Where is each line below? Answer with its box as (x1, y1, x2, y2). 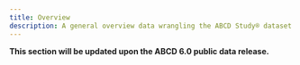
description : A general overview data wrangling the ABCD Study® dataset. (9, 21, 296, 30)
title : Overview (9, 12, 70, 22)
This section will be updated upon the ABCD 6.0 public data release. (9, 45, 269, 56)
